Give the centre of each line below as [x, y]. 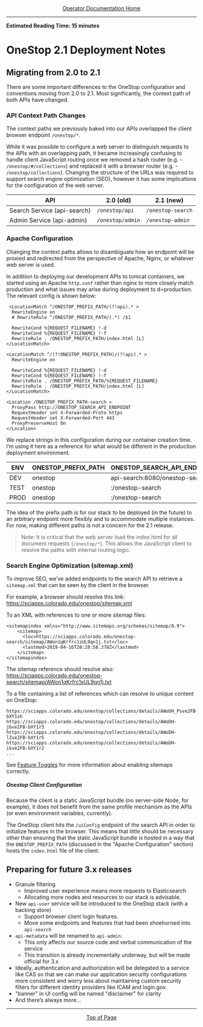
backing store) [33, 910]
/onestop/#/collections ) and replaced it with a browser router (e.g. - [92, 166]
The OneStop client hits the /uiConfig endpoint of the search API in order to [101, 825]
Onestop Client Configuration [44, 785]
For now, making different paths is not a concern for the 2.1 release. [90, 525]
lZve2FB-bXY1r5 [25, 737]
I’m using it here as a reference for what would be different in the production [101, 446]
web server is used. [31, 264]
